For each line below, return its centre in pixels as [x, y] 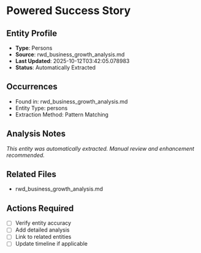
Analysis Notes [36, 134]
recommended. [25, 155]
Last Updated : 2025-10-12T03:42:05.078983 [72, 61]
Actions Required [40, 208]
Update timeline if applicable [51, 244]
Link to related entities [43, 237]
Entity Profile [32, 33]
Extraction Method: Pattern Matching [62, 115]
